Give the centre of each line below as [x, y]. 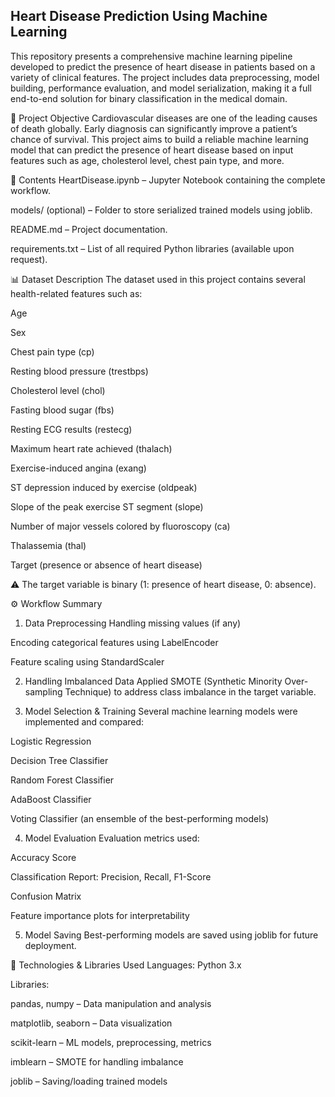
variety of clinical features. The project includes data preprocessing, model [165, 77]
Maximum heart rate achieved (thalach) [91, 448]
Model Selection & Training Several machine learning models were [161, 711]
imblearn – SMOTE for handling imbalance [97, 1061]
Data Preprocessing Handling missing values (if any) [133, 623]
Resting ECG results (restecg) [71, 429]
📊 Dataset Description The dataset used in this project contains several [158, 279]
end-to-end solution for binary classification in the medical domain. [149, 98]
